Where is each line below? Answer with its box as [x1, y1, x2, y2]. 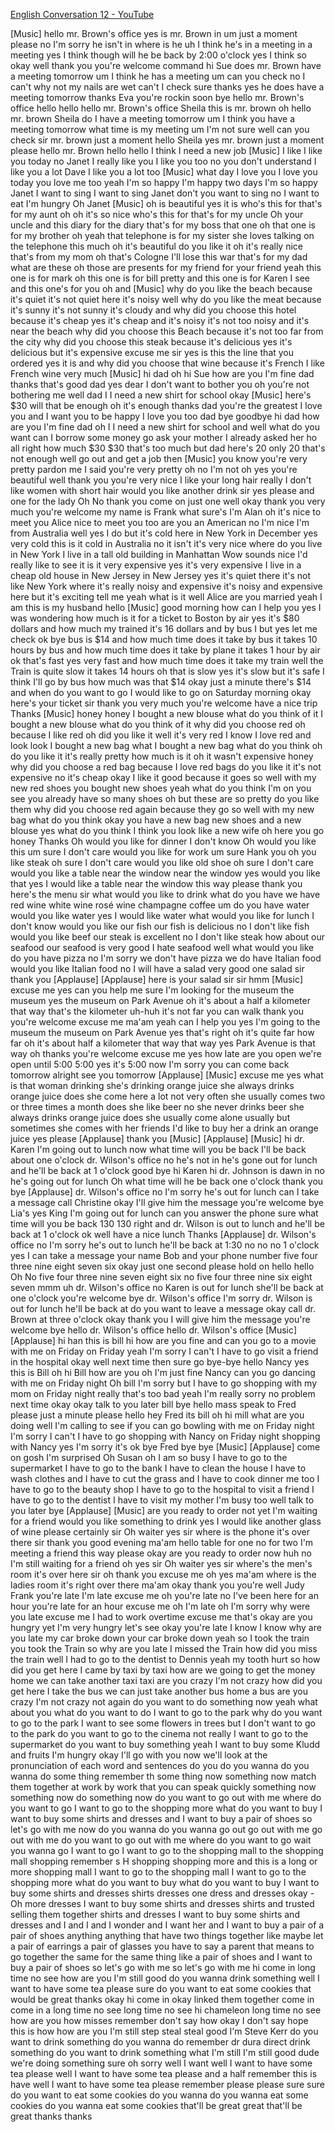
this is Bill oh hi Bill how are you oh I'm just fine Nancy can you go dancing [10, 1367, 316, 1378]
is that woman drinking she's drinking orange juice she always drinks [10, 1080, 295, 1091]
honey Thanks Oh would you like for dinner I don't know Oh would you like [10, 835, 317, 847]
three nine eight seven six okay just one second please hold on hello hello [10, 1260, 315, 1272]
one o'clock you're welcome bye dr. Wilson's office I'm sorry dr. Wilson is [10, 1292, 313, 1304]
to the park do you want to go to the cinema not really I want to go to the [10, 1728, 309, 1739]
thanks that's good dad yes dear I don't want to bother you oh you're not [10, 379, 310, 390]
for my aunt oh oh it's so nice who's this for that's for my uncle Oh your [10, 209, 304, 220]
